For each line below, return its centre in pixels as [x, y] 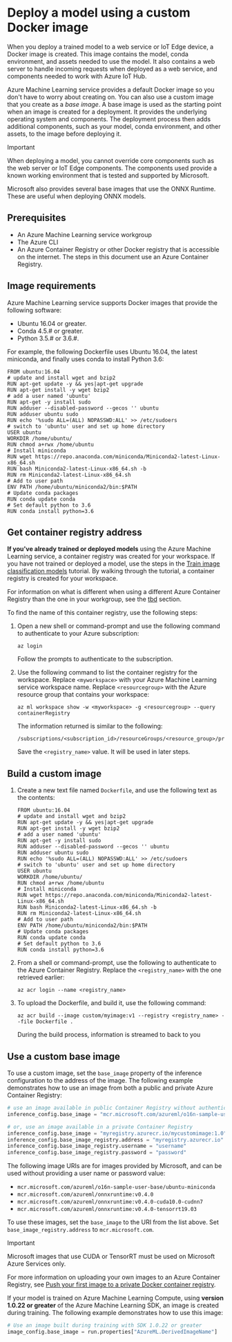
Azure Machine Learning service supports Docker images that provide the [112, 302]
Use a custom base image [64, 1056]
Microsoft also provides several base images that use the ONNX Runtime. [112, 189]
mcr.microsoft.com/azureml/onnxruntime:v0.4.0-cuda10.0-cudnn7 [110, 1202]
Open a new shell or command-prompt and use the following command [119, 626]
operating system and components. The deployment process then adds [109, 119]
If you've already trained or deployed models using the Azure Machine [109, 549]
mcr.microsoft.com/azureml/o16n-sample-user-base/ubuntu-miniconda [116, 1187]
